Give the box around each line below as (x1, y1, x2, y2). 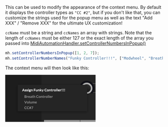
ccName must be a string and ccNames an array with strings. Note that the (5, 30, 152, 35)
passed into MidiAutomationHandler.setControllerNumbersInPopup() (5, 40, 146, 46)
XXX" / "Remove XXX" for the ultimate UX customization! (5, 20, 122, 26)
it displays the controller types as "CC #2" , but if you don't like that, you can (5, 9, 160, 15)
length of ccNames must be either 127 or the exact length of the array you (5, 35, 154, 41)
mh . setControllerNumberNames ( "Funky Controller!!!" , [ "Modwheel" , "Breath (5, 56, 164, 61)
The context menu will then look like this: (5, 65, 89, 71)
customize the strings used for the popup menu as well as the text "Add (5, 15, 152, 20)
